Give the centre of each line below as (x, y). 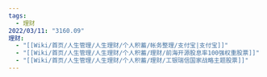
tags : (17, 16)
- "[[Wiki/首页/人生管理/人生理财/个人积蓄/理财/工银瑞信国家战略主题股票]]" (132, 61)
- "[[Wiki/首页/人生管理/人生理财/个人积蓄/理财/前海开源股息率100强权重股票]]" (138, 53)
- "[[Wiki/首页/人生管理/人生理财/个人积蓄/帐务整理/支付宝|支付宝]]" (122, 46)
